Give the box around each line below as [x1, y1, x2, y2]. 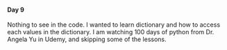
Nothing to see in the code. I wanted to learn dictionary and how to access [7, 21, 221, 29]
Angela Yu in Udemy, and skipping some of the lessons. [7, 35, 167, 44]
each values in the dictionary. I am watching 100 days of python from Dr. [7, 28, 215, 36]
